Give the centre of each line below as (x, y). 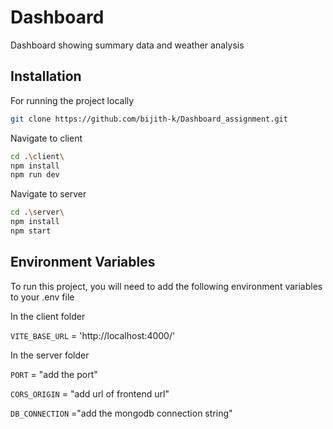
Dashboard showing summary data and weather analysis (127, 45)
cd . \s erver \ (37, 212)
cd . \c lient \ (37, 156)
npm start (31, 231)
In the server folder (50, 355)
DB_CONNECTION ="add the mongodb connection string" (121, 413)
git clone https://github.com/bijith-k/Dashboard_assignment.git (149, 119)
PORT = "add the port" (54, 374)
